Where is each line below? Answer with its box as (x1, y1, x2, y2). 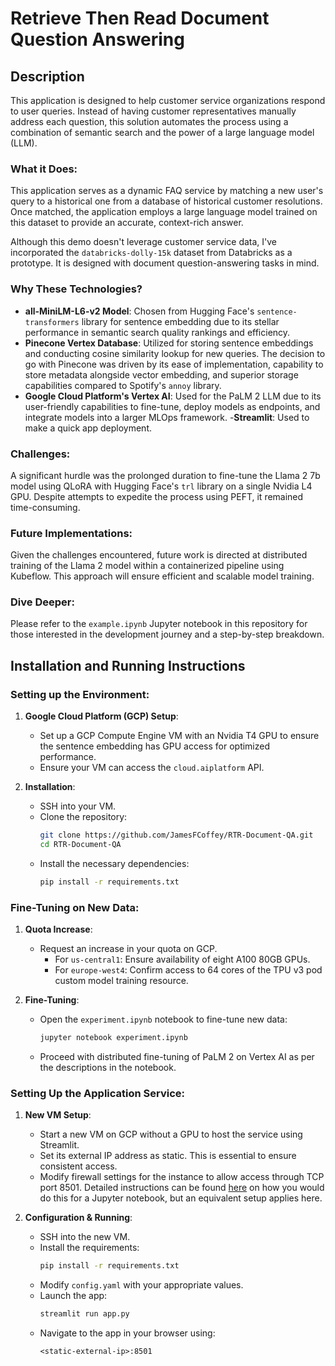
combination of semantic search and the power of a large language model (10, 127, 315, 138)
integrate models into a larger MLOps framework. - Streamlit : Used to (24, 411, 310, 423)
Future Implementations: (10, 526, 133, 540)
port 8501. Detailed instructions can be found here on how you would (39, 1182, 325, 1194)
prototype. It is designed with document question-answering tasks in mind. (10, 257, 320, 269)
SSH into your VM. (39, 800, 117, 812)
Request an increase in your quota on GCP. (39, 943, 218, 955)
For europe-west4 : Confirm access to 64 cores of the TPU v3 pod (54, 964, 323, 976)
